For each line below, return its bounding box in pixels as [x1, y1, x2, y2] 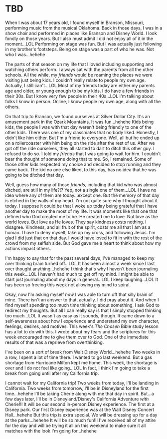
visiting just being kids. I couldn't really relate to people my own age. [5, 77, 146, 83]
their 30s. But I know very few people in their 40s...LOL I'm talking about [5, 93, 154, 99]
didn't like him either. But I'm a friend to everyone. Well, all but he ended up [5, 135, 160, 141]
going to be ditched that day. [5, 172, 64, 178]
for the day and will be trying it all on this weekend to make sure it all [5, 422, 146, 428]
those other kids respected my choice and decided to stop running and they [5, 161, 161, 167]
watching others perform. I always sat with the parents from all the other [5, 66, 154, 73]
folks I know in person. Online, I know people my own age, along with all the [5, 98, 161, 104]
